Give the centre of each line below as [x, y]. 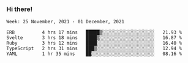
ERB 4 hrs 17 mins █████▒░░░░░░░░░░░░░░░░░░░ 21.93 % [94, 32]
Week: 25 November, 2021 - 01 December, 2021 [65, 22]
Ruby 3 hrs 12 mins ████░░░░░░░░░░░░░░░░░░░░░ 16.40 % [94, 43]
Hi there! [20, 9]
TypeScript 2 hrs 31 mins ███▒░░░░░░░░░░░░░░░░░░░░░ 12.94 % [94, 49]
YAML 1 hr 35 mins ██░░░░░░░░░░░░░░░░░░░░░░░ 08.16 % [94, 54]
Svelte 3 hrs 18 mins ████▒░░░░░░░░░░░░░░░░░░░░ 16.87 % [94, 38]
